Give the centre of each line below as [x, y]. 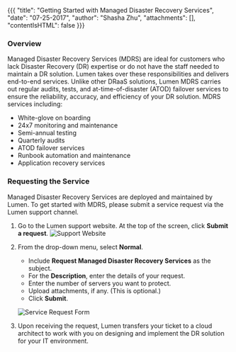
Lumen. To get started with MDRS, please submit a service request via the [116, 204]
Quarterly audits [41, 140]
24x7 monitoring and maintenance [68, 125]
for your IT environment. [53, 341]
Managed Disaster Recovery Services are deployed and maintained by [110, 197]
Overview [24, 43]
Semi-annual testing [47, 133]
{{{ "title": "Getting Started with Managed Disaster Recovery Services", [111, 10]
